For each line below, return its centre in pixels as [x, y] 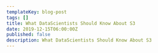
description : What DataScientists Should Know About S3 [79, 40]
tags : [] [17, 18]
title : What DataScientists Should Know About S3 [71, 23]
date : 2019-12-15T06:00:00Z [42, 29]
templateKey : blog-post [37, 12]
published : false [28, 35]
